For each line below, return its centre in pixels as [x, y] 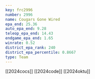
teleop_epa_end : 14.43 [29, 33]
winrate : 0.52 [20, 43]
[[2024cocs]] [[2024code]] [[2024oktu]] [48, 71]
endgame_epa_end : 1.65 [29, 38]
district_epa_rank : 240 [30, 48]
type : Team [17, 57]
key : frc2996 [19, 10]
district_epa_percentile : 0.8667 [41, 52]
